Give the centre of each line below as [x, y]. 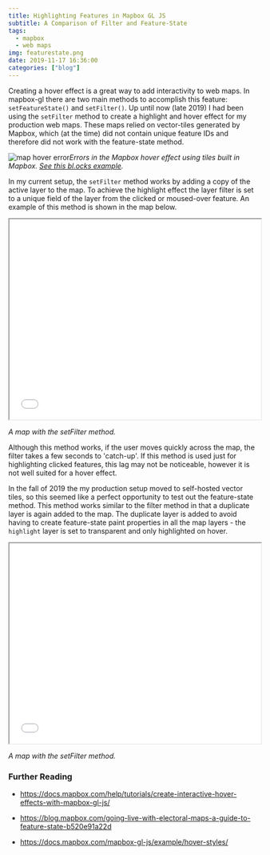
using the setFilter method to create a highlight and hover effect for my [127, 116]
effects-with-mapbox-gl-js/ [65, 803]
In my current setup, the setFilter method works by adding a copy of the [129, 181]
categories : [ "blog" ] [44, 68]
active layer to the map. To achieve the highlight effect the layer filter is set [131, 190]
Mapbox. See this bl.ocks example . [66, 166]
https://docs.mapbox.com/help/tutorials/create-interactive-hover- [128, 794]
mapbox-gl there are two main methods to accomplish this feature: [118, 99]
